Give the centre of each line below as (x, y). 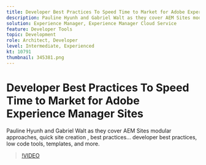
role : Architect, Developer (42, 40)
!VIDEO (30, 155)
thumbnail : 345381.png (35, 57)
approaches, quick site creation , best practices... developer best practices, (102, 137)
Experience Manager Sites (75, 113)
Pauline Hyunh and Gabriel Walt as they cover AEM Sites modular (89, 130)
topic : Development (31, 35)
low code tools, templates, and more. (53, 144)
